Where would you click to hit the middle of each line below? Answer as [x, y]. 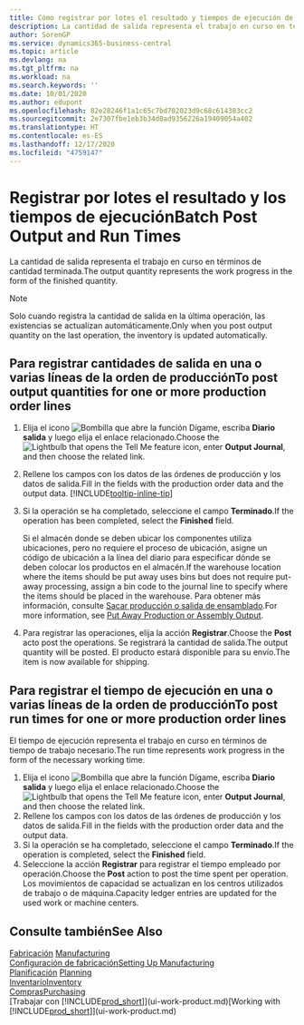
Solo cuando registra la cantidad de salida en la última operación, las [138, 316]
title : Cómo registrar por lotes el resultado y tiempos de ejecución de [152, 18]
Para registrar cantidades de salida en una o [136, 363]
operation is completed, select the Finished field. [114, 854]
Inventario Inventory [46, 982]
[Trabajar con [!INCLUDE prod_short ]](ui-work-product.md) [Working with [145, 1001]
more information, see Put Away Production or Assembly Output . [143, 615]
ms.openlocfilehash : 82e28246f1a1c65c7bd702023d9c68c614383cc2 [131, 111]
